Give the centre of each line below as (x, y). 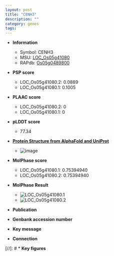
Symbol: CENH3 (36, 52)
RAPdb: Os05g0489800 (45, 63)
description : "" (22, 19)
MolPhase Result (30, 185)
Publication (24, 210)
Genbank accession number (42, 220)
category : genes (22, 24)
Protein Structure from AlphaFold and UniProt (60, 141)
